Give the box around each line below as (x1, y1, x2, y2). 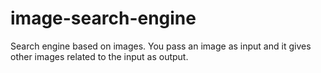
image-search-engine (10, 7, 197, 30)
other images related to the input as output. (10, 50, 189, 62)
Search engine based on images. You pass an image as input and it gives (10, 40, 312, 52)
